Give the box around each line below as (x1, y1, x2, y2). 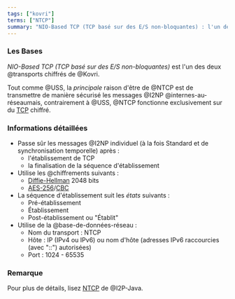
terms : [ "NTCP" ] (7, 17, 55, 24)
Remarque (7, 267, 43, 277)
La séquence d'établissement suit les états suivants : (17, 190, 170, 200)
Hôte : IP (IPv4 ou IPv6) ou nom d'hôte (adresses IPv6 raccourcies (27, 235, 220, 244)
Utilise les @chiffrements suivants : (17, 169, 119, 177)
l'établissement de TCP (27, 153, 95, 162)
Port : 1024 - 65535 (27, 250, 85, 259)
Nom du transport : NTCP (27, 228, 101, 237)
